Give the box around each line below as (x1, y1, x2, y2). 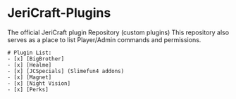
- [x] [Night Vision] (7, 79, 71, 87)
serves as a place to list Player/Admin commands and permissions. (7, 35, 201, 44)
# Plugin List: (7, 49, 52, 56)
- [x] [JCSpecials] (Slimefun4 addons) (7, 67, 125, 74)
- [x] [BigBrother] (7, 55, 65, 62)
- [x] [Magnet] (7, 74, 52, 81)
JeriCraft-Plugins (7, 5, 111, 21)
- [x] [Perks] (7, 86, 49, 93)
